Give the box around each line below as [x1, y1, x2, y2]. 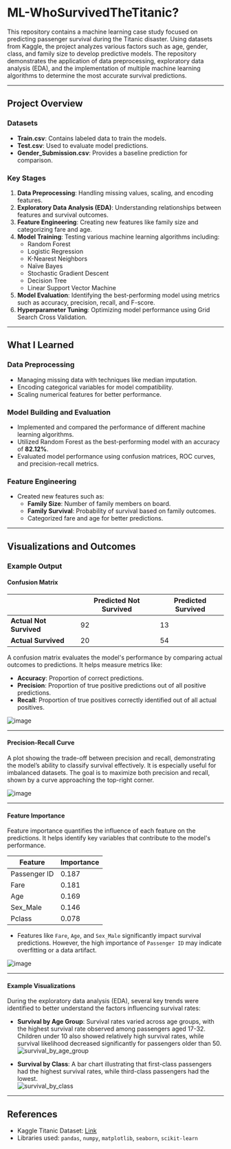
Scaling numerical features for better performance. [16, 390, 162, 398]
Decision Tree [27, 276, 67, 285]
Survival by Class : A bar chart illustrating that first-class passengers [16, 1060, 212, 1069]
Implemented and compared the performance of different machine [16, 423, 206, 431]
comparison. [16, 156, 53, 164]
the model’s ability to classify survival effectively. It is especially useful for [7, 761, 217, 769]
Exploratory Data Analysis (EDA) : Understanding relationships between [16, 203, 221, 211]
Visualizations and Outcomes [7, 540, 136, 552]
